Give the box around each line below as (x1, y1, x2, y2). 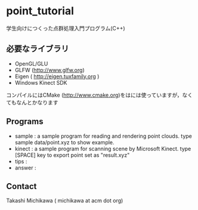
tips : (14, 157, 27, 165)
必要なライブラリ (6, 44, 69, 54)
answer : (14, 164, 36, 171)
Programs (6, 116, 44, 126)
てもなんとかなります (6, 98, 58, 106)
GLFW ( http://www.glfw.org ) (14, 66, 85, 73)
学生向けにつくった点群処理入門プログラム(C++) (6, 24, 125, 32)
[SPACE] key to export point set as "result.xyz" (14, 151, 130, 159)
